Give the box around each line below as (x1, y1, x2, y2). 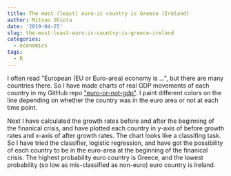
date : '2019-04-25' (7, 23, 63, 30)
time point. (7, 103, 38, 111)
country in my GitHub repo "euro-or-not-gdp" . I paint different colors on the (7, 88, 222, 97)
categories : (7, 36, 41, 43)
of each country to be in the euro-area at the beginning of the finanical (7, 146, 208, 154)
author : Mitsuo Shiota (7, 17, 72, 23)
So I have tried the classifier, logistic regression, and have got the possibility (7, 139, 223, 147)
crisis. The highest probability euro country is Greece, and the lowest (7, 153, 203, 162)
